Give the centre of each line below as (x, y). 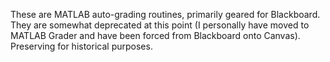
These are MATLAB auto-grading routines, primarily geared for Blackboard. (165, 14)
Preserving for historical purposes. (81, 46)
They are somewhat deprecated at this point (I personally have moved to (160, 25)
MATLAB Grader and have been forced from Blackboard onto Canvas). (155, 35)
